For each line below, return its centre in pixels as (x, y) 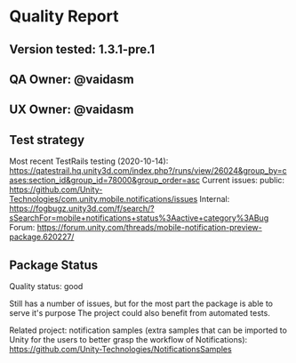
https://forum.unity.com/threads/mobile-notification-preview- (149, 228)
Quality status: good (46, 286)
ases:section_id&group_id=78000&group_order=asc (104, 181)
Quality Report (64, 16)
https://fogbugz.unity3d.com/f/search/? (82, 209)
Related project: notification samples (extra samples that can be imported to (148, 330)
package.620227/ (42, 237)
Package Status (54, 265)
